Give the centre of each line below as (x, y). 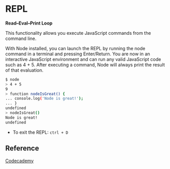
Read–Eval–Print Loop (29, 23)
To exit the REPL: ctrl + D (40, 132)
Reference (22, 148)
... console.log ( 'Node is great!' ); (44, 99)
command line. (21, 38)
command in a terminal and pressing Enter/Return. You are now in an (78, 54)
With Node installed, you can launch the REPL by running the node (75, 48)
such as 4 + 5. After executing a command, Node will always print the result (85, 65)
